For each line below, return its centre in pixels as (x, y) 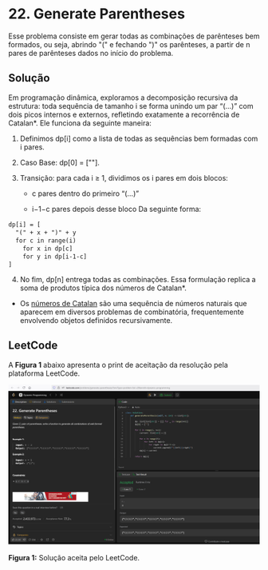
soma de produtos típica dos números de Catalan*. (103, 288)
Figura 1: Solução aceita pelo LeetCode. (74, 557)
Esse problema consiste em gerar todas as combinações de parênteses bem (134, 36)
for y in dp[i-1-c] (55, 257)
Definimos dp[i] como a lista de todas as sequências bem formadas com (139, 138)
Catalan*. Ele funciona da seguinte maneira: (80, 123)
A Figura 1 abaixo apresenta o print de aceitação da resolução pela (118, 365)
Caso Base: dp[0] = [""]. (59, 162)
